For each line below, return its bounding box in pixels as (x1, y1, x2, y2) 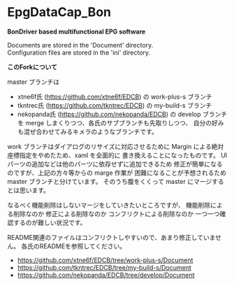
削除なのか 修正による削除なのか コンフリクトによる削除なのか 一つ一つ (13, 209, 220, 217)
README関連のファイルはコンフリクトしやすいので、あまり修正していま (7, 233, 216, 241)
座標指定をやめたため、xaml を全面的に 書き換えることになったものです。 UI (7, 151, 228, 159)
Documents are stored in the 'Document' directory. (7, 41, 154, 49)
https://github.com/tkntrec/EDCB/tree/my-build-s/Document (17, 263, 191, 271)
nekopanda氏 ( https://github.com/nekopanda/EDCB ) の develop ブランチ (17, 110, 228, 118)
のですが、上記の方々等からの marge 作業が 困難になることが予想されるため (7, 169, 227, 177)
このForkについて (7, 62, 58, 71)
